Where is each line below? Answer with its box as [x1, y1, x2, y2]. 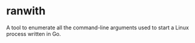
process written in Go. [6, 30, 61, 37]
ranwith [6, 4, 46, 18]
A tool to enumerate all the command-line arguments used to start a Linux [6, 24, 190, 31]
